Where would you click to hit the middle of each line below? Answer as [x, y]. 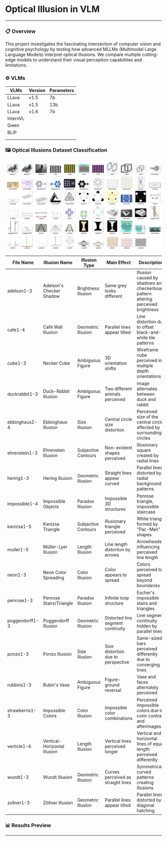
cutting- [150, 55]
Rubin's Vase [56, 685]
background [149, 484]
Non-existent [119, 447]
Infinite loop [117, 598]
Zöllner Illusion [58, 803]
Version [37, 90]
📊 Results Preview [28, 825]
